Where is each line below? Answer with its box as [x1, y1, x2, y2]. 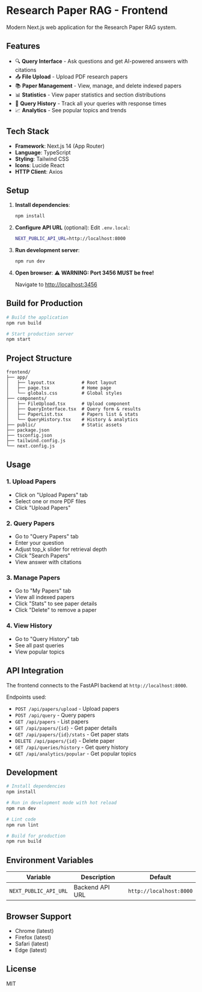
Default [149, 873, 171, 882]
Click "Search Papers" [14, 552, 71, 559]
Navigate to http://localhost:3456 [14, 281, 97, 288]
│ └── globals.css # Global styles [6, 390, 122, 396]
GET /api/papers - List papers [14, 717, 89, 725]
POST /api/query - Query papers [14, 711, 95, 719]
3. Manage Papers [6, 574, 61, 582]
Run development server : [14, 247, 80, 254]
